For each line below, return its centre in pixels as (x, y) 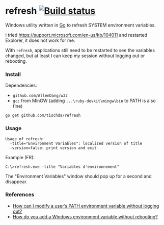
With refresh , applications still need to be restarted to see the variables (80, 50)
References (20, 195)
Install (13, 74)
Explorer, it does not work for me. (40, 40)
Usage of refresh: (25, 139)
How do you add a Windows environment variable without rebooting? (85, 216)
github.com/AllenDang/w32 (40, 96)
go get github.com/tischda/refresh (43, 116)
